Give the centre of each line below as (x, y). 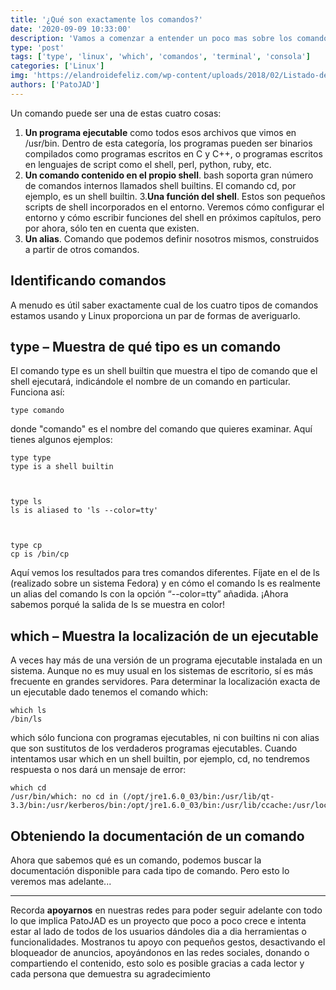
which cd (28, 788)
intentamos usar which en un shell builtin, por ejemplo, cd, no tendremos (160, 759)
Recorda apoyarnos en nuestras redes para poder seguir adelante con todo (166, 910)
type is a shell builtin (62, 467)
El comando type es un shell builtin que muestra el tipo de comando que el (164, 371)
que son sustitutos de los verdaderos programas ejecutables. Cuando (154, 748)
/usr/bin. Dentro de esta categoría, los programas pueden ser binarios (168, 143)
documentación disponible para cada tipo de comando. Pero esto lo (150, 870)
